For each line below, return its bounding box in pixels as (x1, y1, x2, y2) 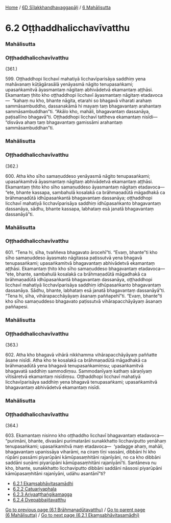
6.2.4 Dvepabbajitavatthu (12, 497, 66, 503)
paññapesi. (5, 303, 29, 309)
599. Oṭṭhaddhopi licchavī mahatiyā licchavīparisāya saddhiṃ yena (5, 76, 146, 82)
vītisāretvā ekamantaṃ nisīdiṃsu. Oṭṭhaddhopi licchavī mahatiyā (5, 373, 141, 380)
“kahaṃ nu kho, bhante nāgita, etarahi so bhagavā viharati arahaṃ (12, 97, 152, 104)
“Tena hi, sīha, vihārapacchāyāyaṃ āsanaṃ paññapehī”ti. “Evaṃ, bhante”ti (5, 292, 162, 299)
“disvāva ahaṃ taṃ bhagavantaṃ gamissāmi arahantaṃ (5, 119, 123, 125)
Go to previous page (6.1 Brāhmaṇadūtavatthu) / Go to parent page (5, 507, 145, 513)
